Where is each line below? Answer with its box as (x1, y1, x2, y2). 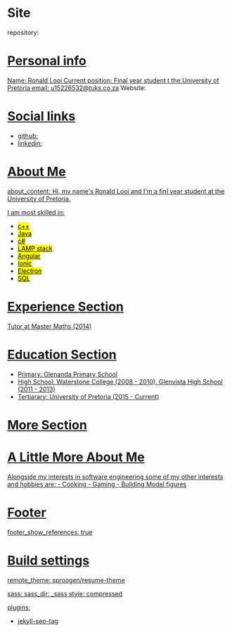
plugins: (7, 603, 30, 612)
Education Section (7, 346, 117, 362)
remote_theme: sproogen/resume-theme (7, 576, 125, 584)
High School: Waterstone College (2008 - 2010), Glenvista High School (17, 377, 223, 386)
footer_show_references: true (7, 528, 93, 536)
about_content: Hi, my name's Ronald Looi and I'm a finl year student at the (7, 187, 225, 195)
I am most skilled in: (7, 208, 65, 216)
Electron (17, 266, 42, 275)
